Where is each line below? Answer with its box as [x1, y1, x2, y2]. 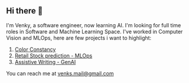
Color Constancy [14, 46, 56, 53]
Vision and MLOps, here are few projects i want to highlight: [6, 34, 152, 41]
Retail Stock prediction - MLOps [14, 52, 93, 59]
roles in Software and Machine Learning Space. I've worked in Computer [6, 28, 183, 35]
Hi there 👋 [6, 6, 43, 16]
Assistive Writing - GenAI [14, 58, 76, 65]
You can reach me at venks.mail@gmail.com [6, 69, 114, 77]
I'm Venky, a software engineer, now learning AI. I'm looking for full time [6, 21, 181, 28]
